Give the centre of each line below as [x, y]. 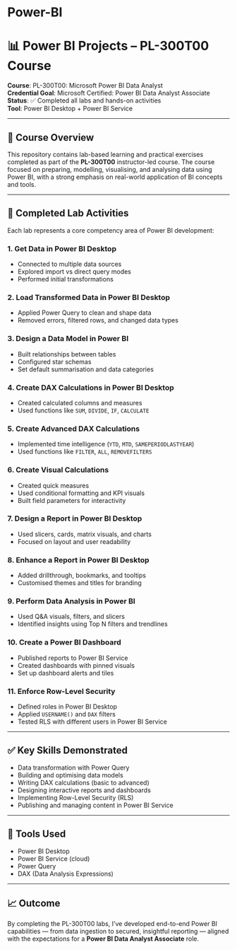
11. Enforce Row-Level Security [61, 691]
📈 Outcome [34, 904]
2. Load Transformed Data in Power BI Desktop [89, 297]
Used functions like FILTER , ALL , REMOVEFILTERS [85, 452]
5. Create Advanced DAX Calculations [73, 429]
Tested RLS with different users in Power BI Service [92, 722]
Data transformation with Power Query [73, 767]
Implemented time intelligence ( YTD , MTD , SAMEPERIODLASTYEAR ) [106, 444]
